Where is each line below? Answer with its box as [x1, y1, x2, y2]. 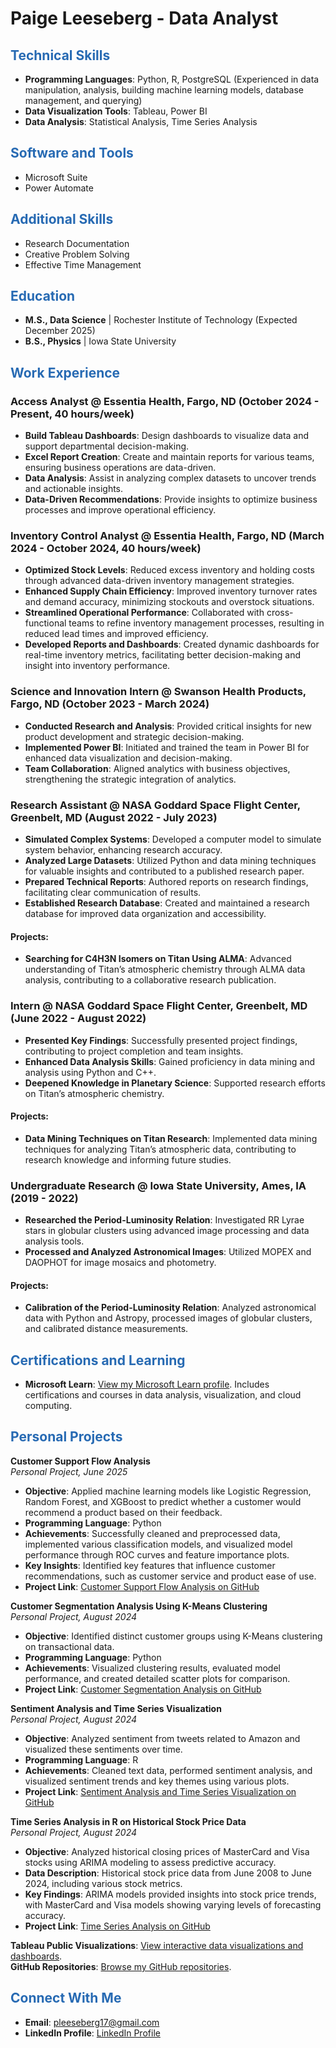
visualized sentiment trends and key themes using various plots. [24, 1775, 290, 1787]
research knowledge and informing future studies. [24, 1153, 232, 1166]
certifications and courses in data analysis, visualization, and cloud [24, 1389, 302, 1401]
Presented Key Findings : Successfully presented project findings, [24, 1034, 298, 1046]
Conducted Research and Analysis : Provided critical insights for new [24, 720, 313, 732]
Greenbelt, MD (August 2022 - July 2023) [10, 810, 218, 824]
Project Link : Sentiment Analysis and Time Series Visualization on [24, 1785, 297, 1797]
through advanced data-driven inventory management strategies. [24, 575, 295, 587]
